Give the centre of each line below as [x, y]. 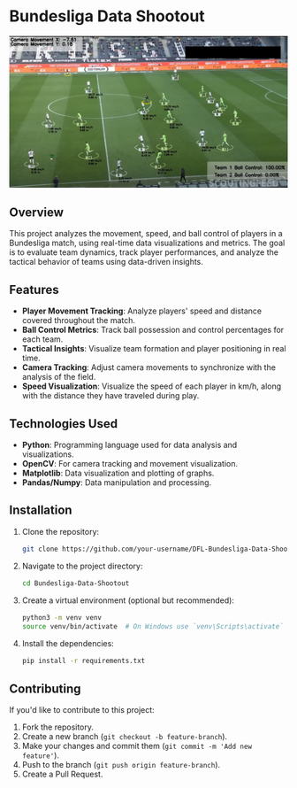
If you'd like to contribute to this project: [82, 710]
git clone [40, 549]
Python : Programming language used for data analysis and [129, 445]
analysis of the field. [59, 377]
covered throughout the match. [78, 321]
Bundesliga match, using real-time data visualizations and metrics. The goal [147, 243]
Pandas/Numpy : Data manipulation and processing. [117, 483]
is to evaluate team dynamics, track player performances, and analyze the [144, 252]
